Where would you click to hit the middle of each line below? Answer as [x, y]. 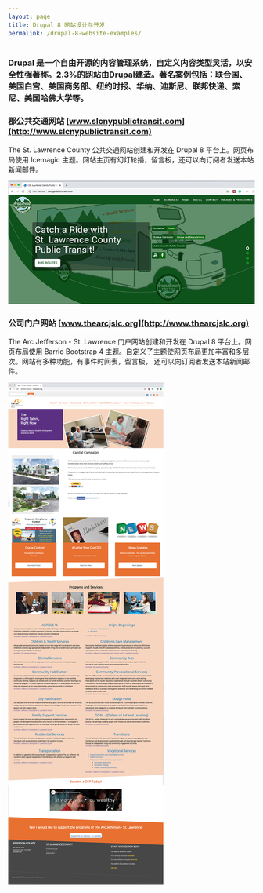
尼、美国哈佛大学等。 [48, 98]
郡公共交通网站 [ [39, 122]
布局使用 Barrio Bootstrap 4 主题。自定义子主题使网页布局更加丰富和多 [128, 352]
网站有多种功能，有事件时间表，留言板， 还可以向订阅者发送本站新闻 [132, 362]
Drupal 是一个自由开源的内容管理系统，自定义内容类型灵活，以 [126, 63]
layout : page [29, 16]
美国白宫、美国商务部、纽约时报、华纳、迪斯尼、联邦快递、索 [124, 86]
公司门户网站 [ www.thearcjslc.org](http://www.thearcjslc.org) [128, 323]
